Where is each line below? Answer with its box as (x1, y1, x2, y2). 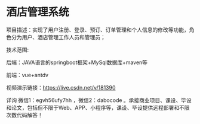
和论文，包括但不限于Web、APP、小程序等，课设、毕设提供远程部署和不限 (6, 104, 190, 111)
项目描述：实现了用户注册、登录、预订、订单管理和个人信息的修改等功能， (6, 26, 189, 33)
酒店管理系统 (6, 5, 70, 19)
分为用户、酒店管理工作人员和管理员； (11, 33, 106, 40)
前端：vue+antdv (6, 71, 49, 78)
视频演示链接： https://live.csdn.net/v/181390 (6, 84, 116, 91)
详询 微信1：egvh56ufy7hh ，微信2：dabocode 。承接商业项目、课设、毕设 (6, 96, 192, 104)
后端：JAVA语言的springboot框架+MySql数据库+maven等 (6, 59, 148, 66)
